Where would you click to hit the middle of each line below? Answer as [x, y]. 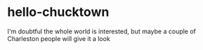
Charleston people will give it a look [59, 38]
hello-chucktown [58, 12]
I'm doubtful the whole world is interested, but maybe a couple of [102, 31]
